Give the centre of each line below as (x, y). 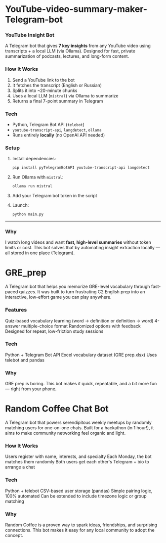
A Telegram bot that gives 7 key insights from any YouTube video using (78, 46)
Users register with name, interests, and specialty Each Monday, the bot (78, 456)
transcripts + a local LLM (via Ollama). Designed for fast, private (70, 51)
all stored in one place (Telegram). (40, 253)
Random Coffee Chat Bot (57, 409)
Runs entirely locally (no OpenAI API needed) (59, 135)
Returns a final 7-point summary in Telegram (58, 101)
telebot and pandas (25, 360)
